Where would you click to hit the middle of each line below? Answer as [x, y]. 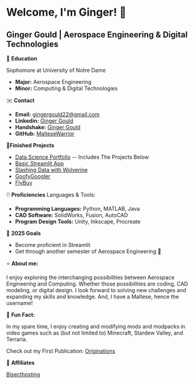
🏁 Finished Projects [30, 145]
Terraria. [17, 339]
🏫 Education [22, 59]
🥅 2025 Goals [23, 233]
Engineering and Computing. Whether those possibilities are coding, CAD [97, 284]
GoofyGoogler [33, 176]
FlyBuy [23, 183]
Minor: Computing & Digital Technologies [66, 88]
